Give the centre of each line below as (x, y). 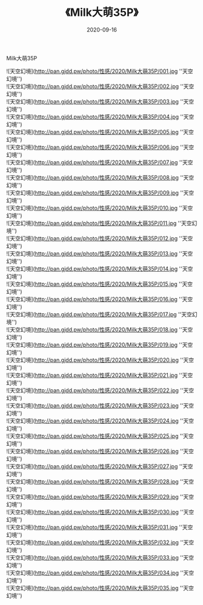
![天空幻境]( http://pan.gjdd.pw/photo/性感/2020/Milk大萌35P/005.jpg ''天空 (100, 132)
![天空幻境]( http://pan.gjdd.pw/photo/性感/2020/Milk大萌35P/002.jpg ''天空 (100, 86)
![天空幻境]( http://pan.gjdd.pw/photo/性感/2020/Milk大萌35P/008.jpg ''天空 (100, 178)
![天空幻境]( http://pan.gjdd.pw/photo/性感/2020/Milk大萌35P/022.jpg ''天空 (100, 390)
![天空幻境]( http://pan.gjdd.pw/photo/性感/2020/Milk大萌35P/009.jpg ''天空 (100, 193)
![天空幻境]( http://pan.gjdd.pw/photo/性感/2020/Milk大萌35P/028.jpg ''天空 (100, 482)
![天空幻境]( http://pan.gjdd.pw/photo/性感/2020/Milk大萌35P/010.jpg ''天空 (100, 208)
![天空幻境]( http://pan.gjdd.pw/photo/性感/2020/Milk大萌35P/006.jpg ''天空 (100, 147)
